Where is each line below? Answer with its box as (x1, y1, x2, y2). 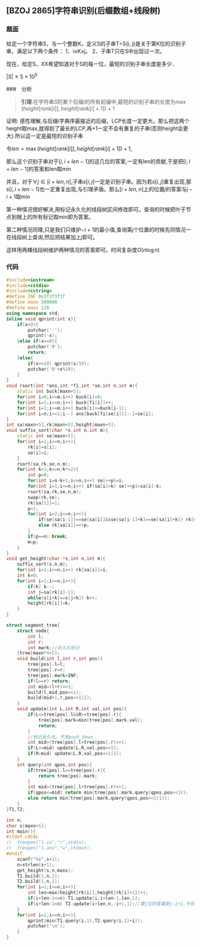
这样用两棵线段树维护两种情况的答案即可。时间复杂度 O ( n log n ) (6, 247, 160, 254)
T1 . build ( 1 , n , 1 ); (17, 873, 60, 879)
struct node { (17, 627, 50, 634)
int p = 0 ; (28, 472, 50, 478)
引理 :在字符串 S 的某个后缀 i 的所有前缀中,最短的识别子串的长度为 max (20, 98, 187, 106)
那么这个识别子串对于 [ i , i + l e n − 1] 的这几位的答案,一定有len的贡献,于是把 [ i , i (6, 158, 190, 165)
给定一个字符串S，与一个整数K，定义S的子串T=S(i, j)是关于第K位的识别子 (6, 40, 187, 47)
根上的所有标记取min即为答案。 (16, 214, 94, 221)
